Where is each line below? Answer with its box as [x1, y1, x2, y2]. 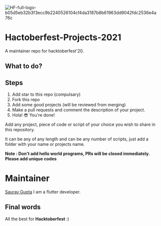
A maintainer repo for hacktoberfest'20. [5, 48, 84, 53]
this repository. [5, 127, 35, 133]
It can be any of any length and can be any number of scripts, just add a [5, 136, 149, 142]
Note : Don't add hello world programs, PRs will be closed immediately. [5, 151, 150, 156]
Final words [5, 203, 41, 211]
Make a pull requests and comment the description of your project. [12, 107, 146, 113]
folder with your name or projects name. [5, 141, 85, 147]
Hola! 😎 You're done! [12, 112, 55, 118]
